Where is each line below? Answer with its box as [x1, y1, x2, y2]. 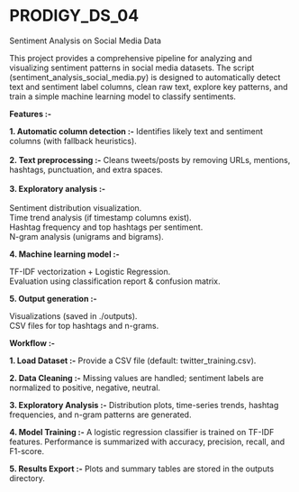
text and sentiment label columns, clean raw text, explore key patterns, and [9, 81, 288, 92]
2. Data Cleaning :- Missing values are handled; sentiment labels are [9, 372, 264, 383]
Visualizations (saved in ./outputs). [9, 310, 138, 321]
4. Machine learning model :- [9, 249, 120, 260]
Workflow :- [9, 337, 56, 348]
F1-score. [9, 445, 45, 456]
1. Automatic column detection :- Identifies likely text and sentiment [9, 125, 264, 136]
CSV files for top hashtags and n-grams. [9, 320, 159, 331]
